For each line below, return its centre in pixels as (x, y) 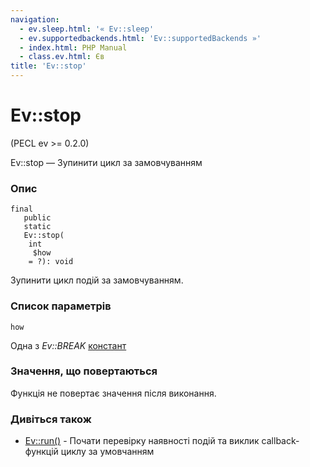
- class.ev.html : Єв (62, 57)
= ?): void (51, 262)
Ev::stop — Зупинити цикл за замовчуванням (106, 162)
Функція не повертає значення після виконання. (113, 393)
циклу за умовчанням (107, 452)
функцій (41, 452)
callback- (280, 441)
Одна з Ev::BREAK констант (68, 345)
